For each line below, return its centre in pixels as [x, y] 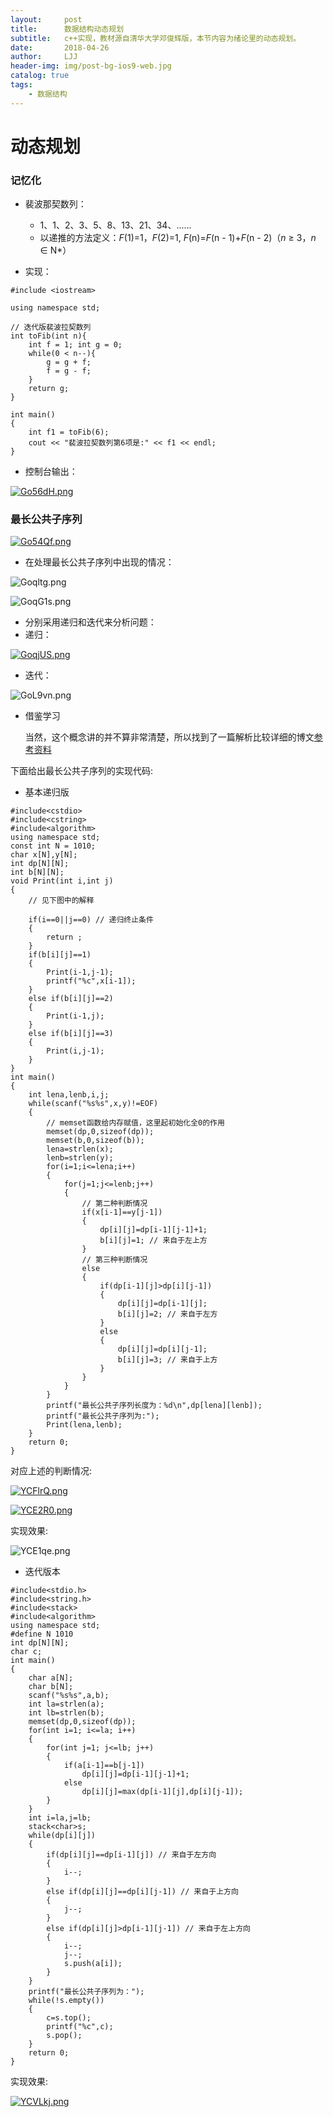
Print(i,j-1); [75, 1051]
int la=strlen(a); [66, 1704]
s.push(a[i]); [93, 1964]
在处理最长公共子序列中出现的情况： [99, 562]
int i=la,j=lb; [60, 1818]
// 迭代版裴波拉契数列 [51, 327]
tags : [21, 85]
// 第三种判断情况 [114, 1260]
